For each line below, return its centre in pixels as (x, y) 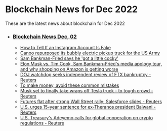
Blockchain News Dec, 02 (45, 37)
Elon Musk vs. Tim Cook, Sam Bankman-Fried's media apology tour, (91, 64)
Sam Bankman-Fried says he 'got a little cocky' (69, 58)
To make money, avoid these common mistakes (70, 85)
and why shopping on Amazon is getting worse (69, 69)
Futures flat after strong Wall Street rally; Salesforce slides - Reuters (91, 102)
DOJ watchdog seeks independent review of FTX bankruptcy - (86, 75)
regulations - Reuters (42, 123)
